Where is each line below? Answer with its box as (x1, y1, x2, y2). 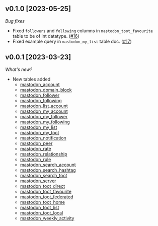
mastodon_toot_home (20, 199, 65, 205)
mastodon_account (20, 81, 60, 88)
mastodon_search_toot (20, 172, 67, 178)
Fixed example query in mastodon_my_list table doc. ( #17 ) (12, 38, 132, 44)
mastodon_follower (20, 92, 60, 98)
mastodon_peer (20, 140, 53, 146)
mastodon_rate (20, 145, 51, 152)
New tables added (12, 76, 51, 82)
